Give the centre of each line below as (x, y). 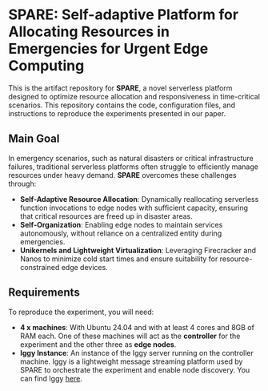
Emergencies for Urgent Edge (108, 49)
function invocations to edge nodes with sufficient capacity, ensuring (134, 208)
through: (22, 183)
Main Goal (34, 139)
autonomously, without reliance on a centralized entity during (121, 233)
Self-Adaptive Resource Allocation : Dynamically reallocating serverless (139, 199)
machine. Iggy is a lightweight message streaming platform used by (131, 361)
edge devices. (84, 267)
